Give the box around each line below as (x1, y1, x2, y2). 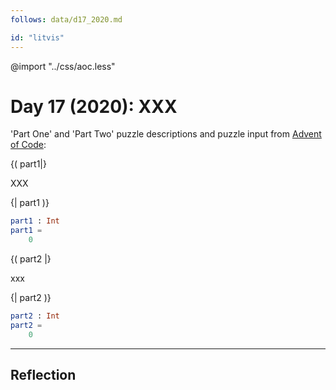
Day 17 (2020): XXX (10, 95, 178, 118)
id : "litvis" (10, 32, 65, 43)
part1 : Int (10, 216, 60, 226)
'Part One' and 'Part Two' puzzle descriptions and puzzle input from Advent (10, 128, 322, 140)
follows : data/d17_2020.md (10, 14, 123, 25)
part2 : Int (10, 311, 60, 321)
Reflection (10, 367, 77, 384)
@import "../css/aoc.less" (10, 60, 116, 72)
